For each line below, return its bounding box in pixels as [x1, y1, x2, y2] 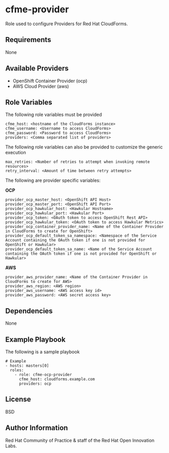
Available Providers [5, 64, 69, 73]
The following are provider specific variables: [5, 177, 101, 183]
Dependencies [5, 307, 53, 315]
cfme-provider [5, 4, 69, 15]
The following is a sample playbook [5, 349, 80, 355]
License [5, 395, 31, 404]
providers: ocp [18, 381, 52, 386]
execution [5, 149, 27, 156]
